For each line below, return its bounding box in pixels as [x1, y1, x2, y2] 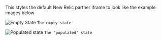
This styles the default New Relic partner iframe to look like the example [5, 5, 156, 10]
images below [5, 10, 35, 16]
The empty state [37, 20, 72, 25]
